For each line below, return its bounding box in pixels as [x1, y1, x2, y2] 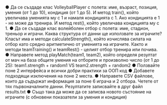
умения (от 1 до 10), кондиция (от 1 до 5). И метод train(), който [5, 9, 139, 15]
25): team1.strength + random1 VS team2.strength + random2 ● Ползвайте [5, 62, 160, 68]
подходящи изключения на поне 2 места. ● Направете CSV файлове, [5, 73, 154, 79]
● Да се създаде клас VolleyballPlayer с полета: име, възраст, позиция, [5, 4, 158, 10]
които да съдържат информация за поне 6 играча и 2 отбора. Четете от [5, 78, 159, 84]
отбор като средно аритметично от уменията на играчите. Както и [5, 41, 148, 47]
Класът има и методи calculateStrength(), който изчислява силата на [5, 36, 152, 42]
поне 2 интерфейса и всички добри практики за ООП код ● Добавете [5, 68, 155, 74]
